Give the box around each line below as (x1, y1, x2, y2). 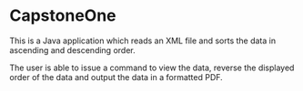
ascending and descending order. (9, 44, 136, 55)
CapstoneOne (9, 5, 116, 26)
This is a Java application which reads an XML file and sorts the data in (9, 35, 276, 46)
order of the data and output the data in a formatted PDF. (9, 71, 223, 82)
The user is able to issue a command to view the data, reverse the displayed (9, 62, 295, 73)
